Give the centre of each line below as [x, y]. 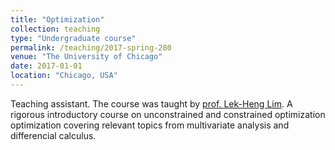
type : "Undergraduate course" [73, 38]
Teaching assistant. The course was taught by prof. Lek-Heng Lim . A [151, 103]
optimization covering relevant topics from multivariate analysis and [150, 125]
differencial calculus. [53, 135]
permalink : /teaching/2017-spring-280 [91, 47]
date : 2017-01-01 [46, 66]
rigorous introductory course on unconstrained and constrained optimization [168, 114]
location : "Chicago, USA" [64, 76]
